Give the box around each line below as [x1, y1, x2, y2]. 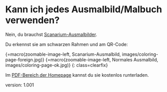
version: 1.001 [5, 82, 34, 88]
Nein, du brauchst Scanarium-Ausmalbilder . [5, 31, 98, 37]
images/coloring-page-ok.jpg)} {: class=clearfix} [5, 62, 108, 68]
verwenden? [5, 14, 60, 26]
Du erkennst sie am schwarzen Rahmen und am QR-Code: [5, 41, 128, 47]
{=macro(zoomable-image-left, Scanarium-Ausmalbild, [5, 51, 121, 57]
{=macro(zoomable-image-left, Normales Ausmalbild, [45, 56, 158, 62]
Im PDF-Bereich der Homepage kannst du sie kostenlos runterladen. [5, 72, 149, 78]
